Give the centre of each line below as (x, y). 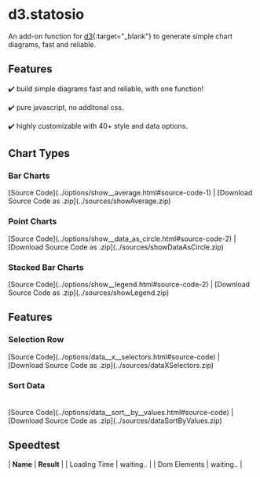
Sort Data (27, 385)
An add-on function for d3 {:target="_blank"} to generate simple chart (121, 36)
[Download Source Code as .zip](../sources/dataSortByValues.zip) (115, 421)
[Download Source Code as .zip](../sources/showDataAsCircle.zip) (116, 247)
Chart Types (39, 153)
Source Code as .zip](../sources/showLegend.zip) (89, 293)
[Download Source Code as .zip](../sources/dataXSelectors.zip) (111, 365)
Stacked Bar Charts (46, 267)
